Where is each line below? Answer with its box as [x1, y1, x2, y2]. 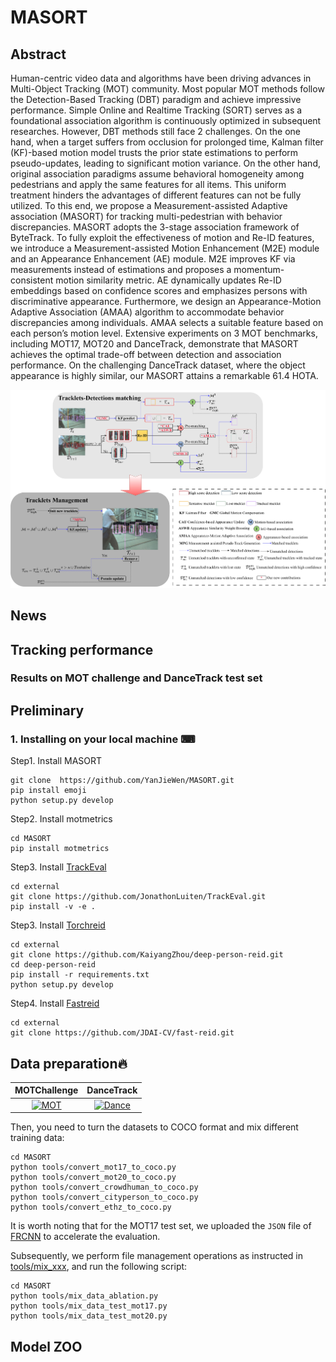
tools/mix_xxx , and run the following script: [10, 1261, 188, 1273]
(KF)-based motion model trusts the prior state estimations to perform [10, 147, 299, 158]
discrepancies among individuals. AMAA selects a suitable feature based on [10, 317, 324, 328]
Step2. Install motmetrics [10, 813, 113, 825]
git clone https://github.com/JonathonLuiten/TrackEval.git [10, 892, 267, 902]
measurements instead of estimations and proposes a [10, 264, 232, 275]
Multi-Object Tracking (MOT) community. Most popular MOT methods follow [10, 83, 325, 95]
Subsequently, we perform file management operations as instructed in [10, 1250, 303, 1262]
